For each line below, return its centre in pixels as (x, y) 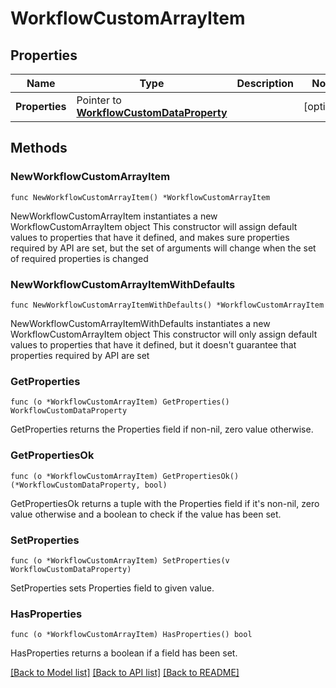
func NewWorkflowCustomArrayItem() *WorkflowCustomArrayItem (140, 197)
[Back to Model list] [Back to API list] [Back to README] (125, 673)
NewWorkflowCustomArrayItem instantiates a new (114, 216)
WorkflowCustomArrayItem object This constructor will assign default (154, 226)
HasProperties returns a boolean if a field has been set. (124, 653)
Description (265, 83)
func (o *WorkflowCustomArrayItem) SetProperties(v (120, 560)
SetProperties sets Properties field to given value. (112, 588)
